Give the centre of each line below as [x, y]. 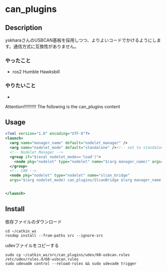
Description [24, 28]
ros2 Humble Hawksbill [36, 72]
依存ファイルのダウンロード [34, 222]
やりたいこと [21, 86]
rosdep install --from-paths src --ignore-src [54, 236]
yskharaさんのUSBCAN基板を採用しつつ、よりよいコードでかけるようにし [81, 40]
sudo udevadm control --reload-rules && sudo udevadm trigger [71, 264]
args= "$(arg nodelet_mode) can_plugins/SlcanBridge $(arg [71, 180]
